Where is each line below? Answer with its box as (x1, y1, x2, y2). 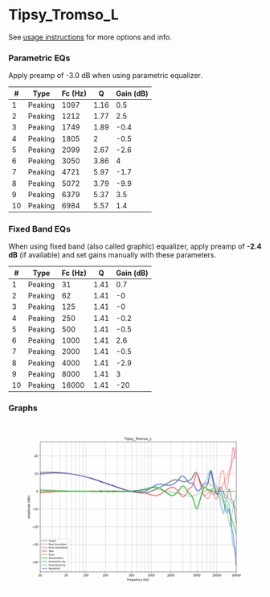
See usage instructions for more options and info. (8, 32, 173, 42)
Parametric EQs (8, 52, 71, 64)
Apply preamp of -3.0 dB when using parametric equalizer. (8, 71, 203, 80)
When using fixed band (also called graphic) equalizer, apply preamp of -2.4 (8, 241, 262, 251)
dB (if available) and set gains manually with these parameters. (8, 250, 217, 260)
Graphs (8, 402, 38, 414)
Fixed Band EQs (8, 223, 71, 234)
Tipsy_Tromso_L (8, 6, 119, 24)
